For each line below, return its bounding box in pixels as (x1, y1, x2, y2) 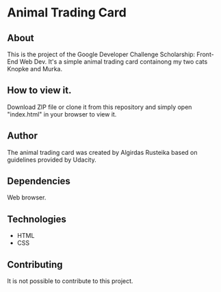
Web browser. (7, 193, 47, 202)
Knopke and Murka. (7, 65, 63, 73)
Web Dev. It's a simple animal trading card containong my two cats (19, 58, 208, 66)
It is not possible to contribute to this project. (7, 277, 133, 285)
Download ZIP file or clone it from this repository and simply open (7, 103, 192, 111)
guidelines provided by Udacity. (7, 156, 97, 164)
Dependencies (7, 175, 70, 187)
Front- (196, 50, 214, 58)
